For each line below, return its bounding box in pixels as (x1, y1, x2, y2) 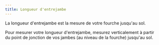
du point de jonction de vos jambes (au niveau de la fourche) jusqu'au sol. (5, 34, 153, 40)
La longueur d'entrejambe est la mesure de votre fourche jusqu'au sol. (5, 20, 146, 26)
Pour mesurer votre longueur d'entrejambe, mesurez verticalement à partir (5, 29, 155, 35)
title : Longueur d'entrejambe (5, 7, 67, 12)
